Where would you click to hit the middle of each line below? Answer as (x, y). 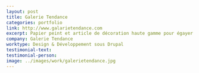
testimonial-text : (29, 50)
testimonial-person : (32, 55)
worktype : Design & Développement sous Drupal (65, 45)
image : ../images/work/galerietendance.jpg (61, 61)
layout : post (22, 11)
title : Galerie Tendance (37, 17)
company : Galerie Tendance (40, 39)
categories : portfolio (34, 22)
